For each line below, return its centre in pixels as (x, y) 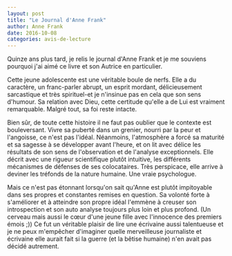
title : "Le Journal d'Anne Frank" (57, 20)
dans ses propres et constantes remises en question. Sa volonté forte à (109, 195)
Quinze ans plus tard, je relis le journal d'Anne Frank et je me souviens (107, 59)
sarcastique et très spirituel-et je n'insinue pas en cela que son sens (104, 95)
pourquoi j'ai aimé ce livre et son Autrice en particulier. (85, 66)
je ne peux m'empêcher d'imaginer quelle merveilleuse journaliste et (105, 232)
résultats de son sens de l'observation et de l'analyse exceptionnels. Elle (110, 152)
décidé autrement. (33, 246)
